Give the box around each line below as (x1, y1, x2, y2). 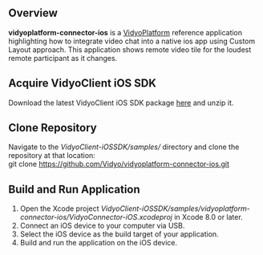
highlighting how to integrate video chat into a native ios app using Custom (8, 36, 255, 46)
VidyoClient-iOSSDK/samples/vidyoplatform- (100, 204, 250, 213)
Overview (8, 6, 59, 20)
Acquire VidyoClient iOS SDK (8, 76, 156, 91)
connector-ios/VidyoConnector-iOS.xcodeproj (19, 212, 172, 222)
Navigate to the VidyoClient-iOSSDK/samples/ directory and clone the (8, 142, 240, 152)
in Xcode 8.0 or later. (173, 212, 243, 222)
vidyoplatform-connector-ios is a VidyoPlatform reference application (8, 27, 243, 37)
